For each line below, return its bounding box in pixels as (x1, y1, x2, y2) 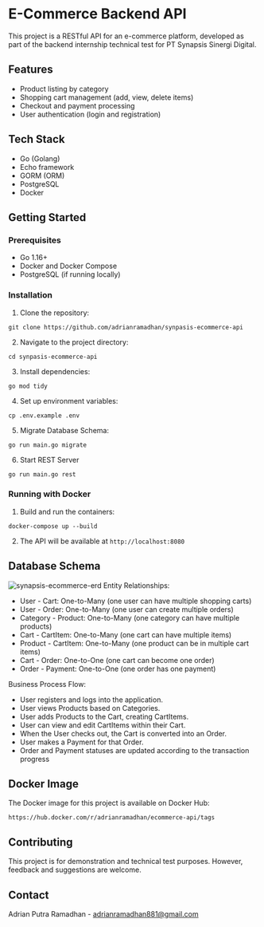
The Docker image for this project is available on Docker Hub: (8, 799, 210, 808)
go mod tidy (8, 382, 48, 390)
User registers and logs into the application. (19, 695, 163, 704)
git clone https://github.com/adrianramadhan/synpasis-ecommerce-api (8, 323, 244, 331)
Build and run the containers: (19, 507, 115, 516)
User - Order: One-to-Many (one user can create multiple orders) (19, 604, 235, 614)
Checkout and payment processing (19, 101, 135, 110)
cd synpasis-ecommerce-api (8, 353, 98, 361)
